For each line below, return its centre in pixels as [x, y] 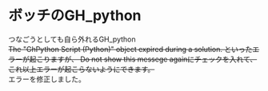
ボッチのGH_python [75, 16]
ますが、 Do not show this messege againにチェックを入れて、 [154, 59]
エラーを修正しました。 [47, 79]
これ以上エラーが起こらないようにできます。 [82, 69]
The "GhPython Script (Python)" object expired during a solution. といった [130, 49]
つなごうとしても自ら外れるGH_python [72, 39]
